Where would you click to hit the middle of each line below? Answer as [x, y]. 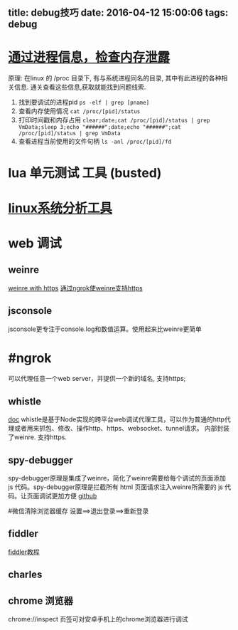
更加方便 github [74, 496]
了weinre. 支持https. [37, 437]
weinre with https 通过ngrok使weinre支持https [75, 288]
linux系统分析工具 [60, 208]
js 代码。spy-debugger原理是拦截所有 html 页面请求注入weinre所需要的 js [115, 487]
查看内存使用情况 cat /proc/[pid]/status [79, 111]
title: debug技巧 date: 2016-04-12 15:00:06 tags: [118, 13]
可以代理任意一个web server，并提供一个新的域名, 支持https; [97, 379]
